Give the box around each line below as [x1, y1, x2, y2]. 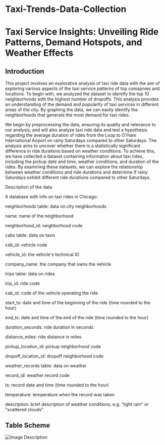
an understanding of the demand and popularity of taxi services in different [5, 101, 159, 107]
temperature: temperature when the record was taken [5, 392, 115, 398]
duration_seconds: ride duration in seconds [5, 324, 94, 330]
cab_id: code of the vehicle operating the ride [5, 290, 98, 296]
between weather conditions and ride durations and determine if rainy [5, 169, 148, 175]
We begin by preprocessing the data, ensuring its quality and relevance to [5, 122, 156, 128]
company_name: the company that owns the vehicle [5, 261, 111, 267]
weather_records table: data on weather [5, 363, 87, 369]
